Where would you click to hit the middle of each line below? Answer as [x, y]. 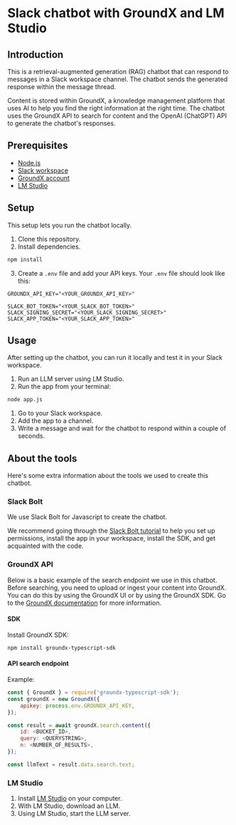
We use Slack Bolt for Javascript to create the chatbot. [87, 517]
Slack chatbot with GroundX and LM [116, 13]
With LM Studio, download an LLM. [69, 806]
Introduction [36, 55]
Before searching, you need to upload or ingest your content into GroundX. [117, 587]
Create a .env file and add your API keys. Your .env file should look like [121, 273]
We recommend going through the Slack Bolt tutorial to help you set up [111, 531]
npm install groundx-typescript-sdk [61, 648]
